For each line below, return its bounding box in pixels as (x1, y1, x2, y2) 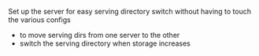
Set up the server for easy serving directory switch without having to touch (8, 7, 252, 16)
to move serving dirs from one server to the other (19, 31, 180, 39)
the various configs (8, 15, 71, 24)
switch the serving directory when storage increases (19, 39, 191, 48)
